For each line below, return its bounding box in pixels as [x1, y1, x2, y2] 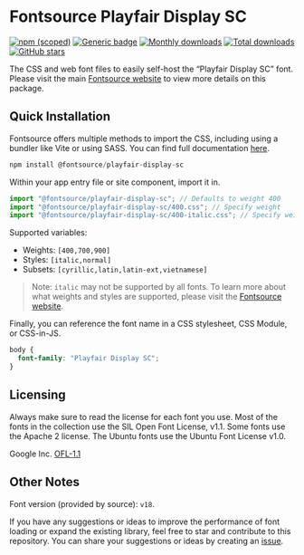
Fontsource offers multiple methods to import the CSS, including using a [9, 133, 279, 144]
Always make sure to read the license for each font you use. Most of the [9, 411, 279, 422]
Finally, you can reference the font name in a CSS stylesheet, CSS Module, [9, 319, 288, 330]
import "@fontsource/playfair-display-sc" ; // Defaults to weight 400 [9, 194, 281, 203]
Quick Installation [9, 109, 111, 124]
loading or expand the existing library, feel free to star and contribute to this [9, 525, 291, 536]
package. [9, 82, 44, 93]
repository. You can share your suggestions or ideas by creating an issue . [9, 535, 284, 546]
